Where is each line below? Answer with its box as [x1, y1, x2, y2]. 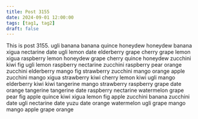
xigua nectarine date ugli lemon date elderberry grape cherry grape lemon [6, 49, 191, 56]
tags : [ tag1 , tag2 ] [6, 20, 55, 26]
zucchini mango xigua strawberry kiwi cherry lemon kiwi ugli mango [6, 74, 176, 81]
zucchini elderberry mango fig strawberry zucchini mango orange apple [6, 67, 185, 75]
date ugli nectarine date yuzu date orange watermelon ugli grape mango [6, 100, 186, 107]
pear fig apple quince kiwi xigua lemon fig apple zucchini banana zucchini [6, 93, 190, 100]
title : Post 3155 [6, 8, 50, 15]
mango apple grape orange [6, 106, 74, 113]
